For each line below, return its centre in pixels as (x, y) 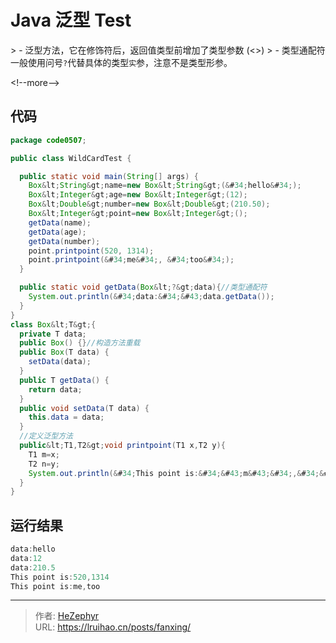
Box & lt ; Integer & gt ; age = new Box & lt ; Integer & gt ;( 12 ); (138, 195)
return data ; (55, 389)
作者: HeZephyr (67, 616)
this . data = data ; (66, 417)
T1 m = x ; (44, 454)
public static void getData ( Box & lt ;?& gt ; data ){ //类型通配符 (143, 287)
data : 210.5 (33, 567)
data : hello (33, 549)
